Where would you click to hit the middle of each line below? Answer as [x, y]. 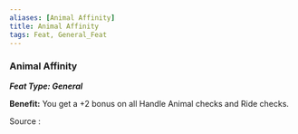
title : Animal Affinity [54, 26]
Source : [25, 121]
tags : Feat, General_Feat [58, 34]
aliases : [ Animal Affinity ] [62, 18]
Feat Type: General [46, 86]
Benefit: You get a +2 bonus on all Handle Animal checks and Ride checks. [149, 103]
